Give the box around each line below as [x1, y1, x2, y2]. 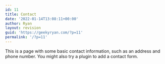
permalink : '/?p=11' [5, 35, 48, 40]
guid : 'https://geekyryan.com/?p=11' [5, 30, 83, 35]
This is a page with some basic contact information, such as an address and [5, 48, 161, 54]
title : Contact [5, 12, 37, 17]
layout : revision [5, 26, 41, 31]
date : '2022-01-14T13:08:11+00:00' [5, 16, 79, 21]
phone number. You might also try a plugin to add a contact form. [5, 53, 138, 59]
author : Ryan [5, 21, 32, 26]
